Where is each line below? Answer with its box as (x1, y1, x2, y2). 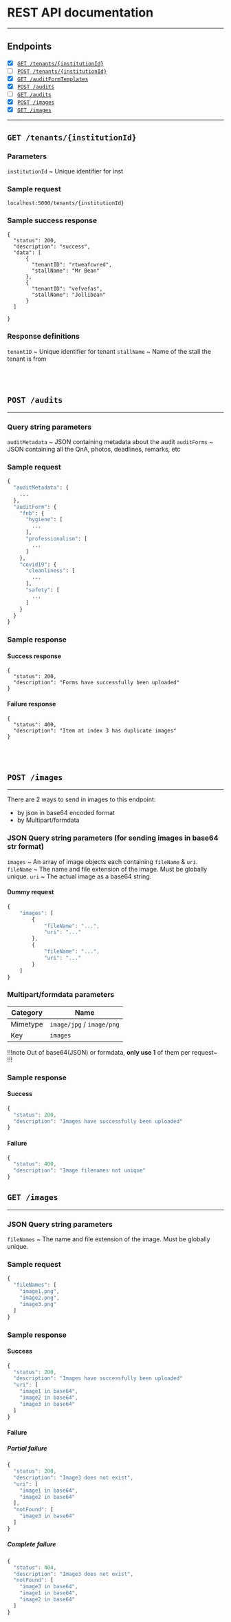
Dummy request (7, 888, 54, 896)
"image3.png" (19, 1300, 57, 1307)
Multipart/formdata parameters (7, 990, 115, 1000)
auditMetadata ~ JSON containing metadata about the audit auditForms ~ (7, 437, 214, 445)
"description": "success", (13, 243, 91, 251)
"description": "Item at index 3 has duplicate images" (13, 727, 177, 734)
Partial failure (7, 1444, 47, 1452)
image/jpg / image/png (49, 1019, 120, 1029)
